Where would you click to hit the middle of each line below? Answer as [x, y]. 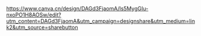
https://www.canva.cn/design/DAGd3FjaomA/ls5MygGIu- [77, 9]
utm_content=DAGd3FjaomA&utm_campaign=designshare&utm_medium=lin [101, 21]
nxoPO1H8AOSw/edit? [34, 15]
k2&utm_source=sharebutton [42, 27]
